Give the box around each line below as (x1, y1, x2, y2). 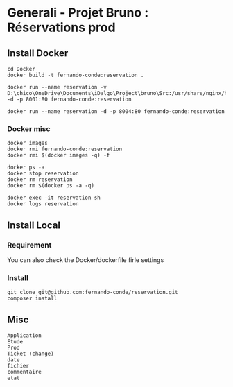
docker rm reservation (7, 176, 73, 183)
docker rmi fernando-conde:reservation (7, 146, 123, 153)
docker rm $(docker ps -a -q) (7, 182, 95, 189)
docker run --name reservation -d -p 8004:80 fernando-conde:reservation (7, 108, 225, 115)
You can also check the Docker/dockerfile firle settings (7, 255, 164, 264)
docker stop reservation (7, 170, 79, 178)
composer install (7, 295, 58, 302)
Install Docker (7, 47, 69, 59)
